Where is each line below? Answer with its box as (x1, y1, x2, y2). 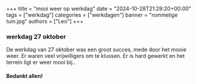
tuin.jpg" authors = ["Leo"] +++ (6, 18, 84, 24)
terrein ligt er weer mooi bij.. (6, 59, 76, 66)
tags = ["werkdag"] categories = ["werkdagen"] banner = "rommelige (6, 11, 178, 18)
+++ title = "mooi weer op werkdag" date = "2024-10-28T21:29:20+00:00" (6, 5, 192, 12)
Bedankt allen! (6, 72, 43, 79)
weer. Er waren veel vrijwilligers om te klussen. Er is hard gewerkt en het (6, 52, 185, 60)
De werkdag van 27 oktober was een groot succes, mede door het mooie (6, 46, 187, 53)
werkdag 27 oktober (6, 32, 66, 41)
